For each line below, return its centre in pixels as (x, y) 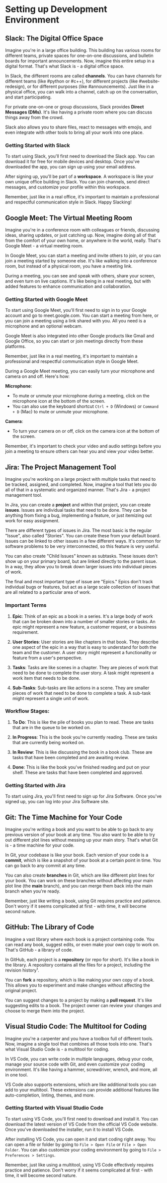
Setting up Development (56, 9)
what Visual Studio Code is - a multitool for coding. (57, 1049)
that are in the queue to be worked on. (51, 727)
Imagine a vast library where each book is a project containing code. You (80, 939)
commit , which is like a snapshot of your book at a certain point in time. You (83, 860)
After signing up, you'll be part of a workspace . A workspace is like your (80, 176)
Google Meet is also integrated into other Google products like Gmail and (80, 336)
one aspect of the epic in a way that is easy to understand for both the (84, 647)
